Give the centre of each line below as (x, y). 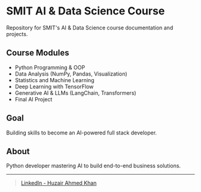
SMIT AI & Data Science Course (86, 11)
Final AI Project (33, 99)
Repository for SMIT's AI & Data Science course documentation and (90, 28)
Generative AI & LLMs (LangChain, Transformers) (75, 93)
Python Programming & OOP (50, 67)
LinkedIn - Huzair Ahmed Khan (59, 183)
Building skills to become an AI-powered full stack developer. (82, 133)
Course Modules (38, 53)
